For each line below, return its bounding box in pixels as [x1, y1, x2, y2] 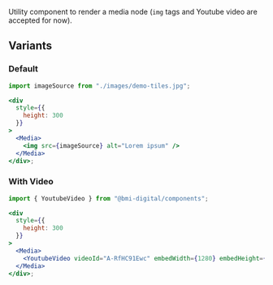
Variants [8, 39, 53, 53]
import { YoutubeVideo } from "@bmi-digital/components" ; [8, 194, 209, 202]
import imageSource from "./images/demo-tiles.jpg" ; [8, 81, 191, 90]
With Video [8, 176, 54, 188]
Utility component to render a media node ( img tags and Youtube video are [8, 7, 258, 16]
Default [8, 63, 39, 75]
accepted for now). [8, 15, 73, 25]
